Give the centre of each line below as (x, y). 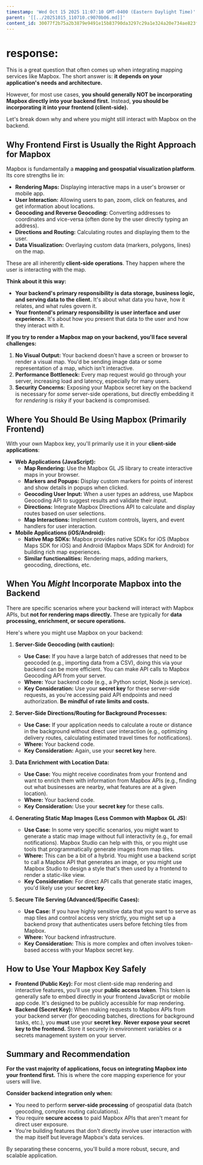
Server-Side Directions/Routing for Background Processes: (91, 713)
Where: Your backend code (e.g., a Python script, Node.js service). (108, 682)
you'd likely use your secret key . (65, 888)
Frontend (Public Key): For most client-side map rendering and (94, 984)
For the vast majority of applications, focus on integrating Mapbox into (97, 1069)
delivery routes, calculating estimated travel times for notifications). (108, 737)
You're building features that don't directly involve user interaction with (103, 1131)
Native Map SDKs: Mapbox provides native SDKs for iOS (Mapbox (107, 539)
